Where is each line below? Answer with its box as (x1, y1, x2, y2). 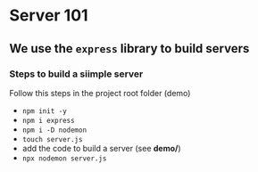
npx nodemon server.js (21, 153, 107, 163)
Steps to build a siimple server (9, 68, 144, 80)
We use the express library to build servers (9, 41, 250, 56)
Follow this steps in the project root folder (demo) (9, 87, 191, 98)
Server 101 (9, 5, 88, 26)
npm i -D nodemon (21, 126, 87, 135)
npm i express (21, 116, 75, 125)
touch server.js (21, 135, 83, 143)
